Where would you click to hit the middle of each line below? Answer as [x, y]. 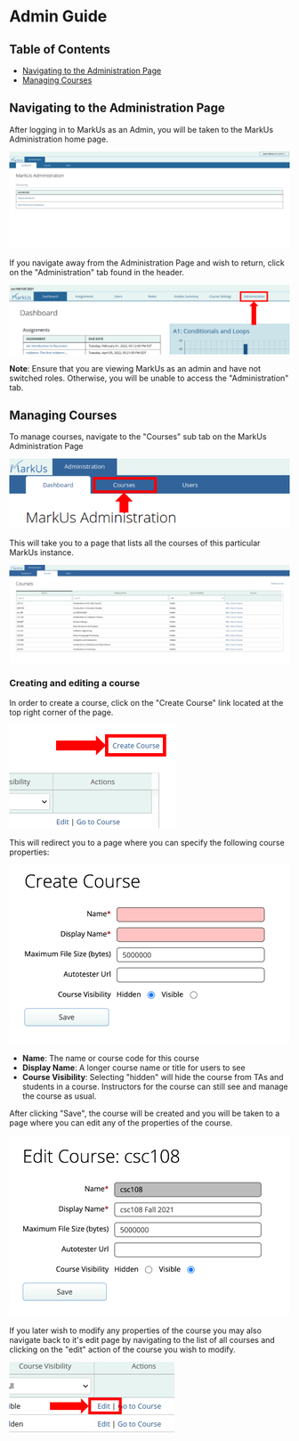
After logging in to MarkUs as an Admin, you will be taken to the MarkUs [141, 129]
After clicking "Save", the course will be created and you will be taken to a [145, 1113]
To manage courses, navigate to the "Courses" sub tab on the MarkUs [138, 437]
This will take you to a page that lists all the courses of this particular [135, 543]
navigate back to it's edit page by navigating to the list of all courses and [142, 1340]
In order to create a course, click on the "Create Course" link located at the [146, 702]
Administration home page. [59, 139]
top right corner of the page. [61, 712]
